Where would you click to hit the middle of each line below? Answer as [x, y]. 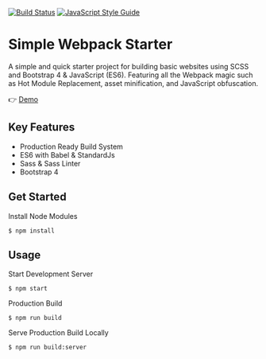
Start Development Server [51, 274]
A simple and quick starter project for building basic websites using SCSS [129, 66]
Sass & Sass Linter [50, 163]
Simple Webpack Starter [91, 45]
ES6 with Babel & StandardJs [67, 154]
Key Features [42, 127]
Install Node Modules [43, 216]
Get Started [37, 197]
